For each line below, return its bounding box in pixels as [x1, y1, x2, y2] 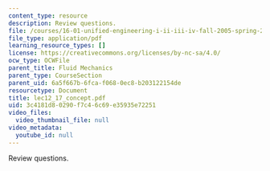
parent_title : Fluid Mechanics [8, 64, 113, 72]
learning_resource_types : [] [8, 42, 106, 50]
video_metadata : [8, 124, 63, 132]
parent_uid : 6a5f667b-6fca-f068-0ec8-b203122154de [8, 79, 182, 87]
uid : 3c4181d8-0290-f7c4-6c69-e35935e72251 [8, 101, 157, 109]
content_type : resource [8, 11, 88, 20]
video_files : [8, 109, 52, 117]
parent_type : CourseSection [8, 71, 103, 79]
